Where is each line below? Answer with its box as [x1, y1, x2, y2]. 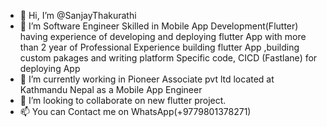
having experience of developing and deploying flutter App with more [19, 31, 307, 42]
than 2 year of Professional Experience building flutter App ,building [19, 41, 300, 53]
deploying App [19, 63, 81, 74]
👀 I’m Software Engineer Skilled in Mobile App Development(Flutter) [19, 20, 299, 32]
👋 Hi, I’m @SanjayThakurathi [19, 10, 137, 21]
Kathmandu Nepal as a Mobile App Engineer [19, 84, 203, 95]
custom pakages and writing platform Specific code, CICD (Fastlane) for [19, 52, 318, 64]
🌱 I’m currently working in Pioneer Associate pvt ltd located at [19, 73, 275, 85]
